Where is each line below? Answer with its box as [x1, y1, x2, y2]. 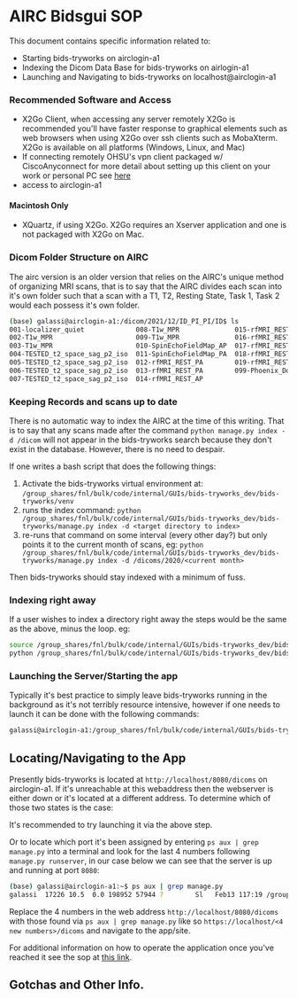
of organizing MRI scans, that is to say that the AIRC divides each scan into [9, 281, 283, 292]
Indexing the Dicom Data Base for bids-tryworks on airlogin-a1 [21, 62, 249, 73]
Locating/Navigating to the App [9, 751, 187, 766]
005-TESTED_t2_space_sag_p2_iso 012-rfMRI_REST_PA [9, 358, 203, 367]
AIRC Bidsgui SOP [9, 6, 143, 27]
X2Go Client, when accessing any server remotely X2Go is [21, 113, 236, 125]
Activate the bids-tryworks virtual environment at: [21, 479, 203, 489]
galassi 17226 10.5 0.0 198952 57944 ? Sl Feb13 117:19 [9, 890, 263, 899]
